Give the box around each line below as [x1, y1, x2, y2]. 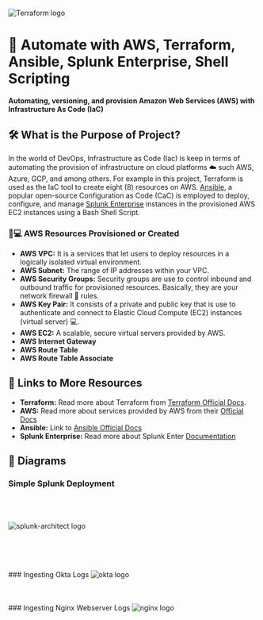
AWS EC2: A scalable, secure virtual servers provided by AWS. [19, 329, 226, 338]
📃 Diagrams [8, 454, 67, 468]
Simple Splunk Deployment [8, 478, 115, 489]
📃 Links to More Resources [8, 376, 143, 390]
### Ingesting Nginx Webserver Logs [8, 603, 131, 612]
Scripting [8, 70, 71, 88]
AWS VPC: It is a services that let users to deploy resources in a [19, 249, 230, 259]
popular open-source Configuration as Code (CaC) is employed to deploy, [8, 191, 250, 200]
